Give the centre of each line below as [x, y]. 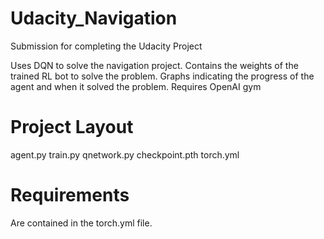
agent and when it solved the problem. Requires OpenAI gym [136, 86]
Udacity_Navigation [94, 18]
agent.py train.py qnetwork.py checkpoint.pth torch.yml [125, 154]
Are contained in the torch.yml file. [81, 223]
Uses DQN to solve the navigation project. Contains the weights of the [154, 65]
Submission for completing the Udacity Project [106, 46]
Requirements [70, 195]
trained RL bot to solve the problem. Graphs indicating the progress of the [162, 76]
